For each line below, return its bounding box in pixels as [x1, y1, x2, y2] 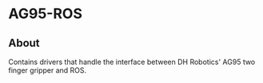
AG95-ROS [8, 5, 82, 23]
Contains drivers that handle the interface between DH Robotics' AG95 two [8, 57, 256, 66]
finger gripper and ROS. [8, 66, 87, 75]
